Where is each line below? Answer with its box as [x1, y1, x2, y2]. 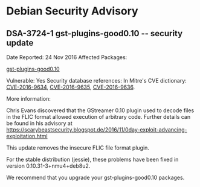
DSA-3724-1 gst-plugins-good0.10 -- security [6, 28, 183, 39]
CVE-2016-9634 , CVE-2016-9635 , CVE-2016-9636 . [6, 83, 135, 90]
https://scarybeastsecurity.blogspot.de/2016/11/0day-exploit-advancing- [6, 126, 187, 133]
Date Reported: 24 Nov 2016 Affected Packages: [6, 54, 127, 61]
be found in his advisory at [6, 119, 73, 127]
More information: [6, 95, 51, 102]
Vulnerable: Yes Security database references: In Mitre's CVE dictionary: [6, 77, 187, 84]
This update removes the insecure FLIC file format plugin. [6, 144, 150, 151]
